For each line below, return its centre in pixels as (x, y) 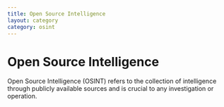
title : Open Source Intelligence (57, 14)
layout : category (33, 20)
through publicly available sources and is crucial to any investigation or (111, 89)
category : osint (31, 27)
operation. (22, 96)
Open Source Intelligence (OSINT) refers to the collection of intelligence (112, 81)
